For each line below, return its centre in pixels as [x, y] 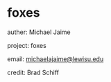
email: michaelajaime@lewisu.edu [55, 59]
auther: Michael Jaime [39, 32]
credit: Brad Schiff [33, 72]
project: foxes [27, 45]
